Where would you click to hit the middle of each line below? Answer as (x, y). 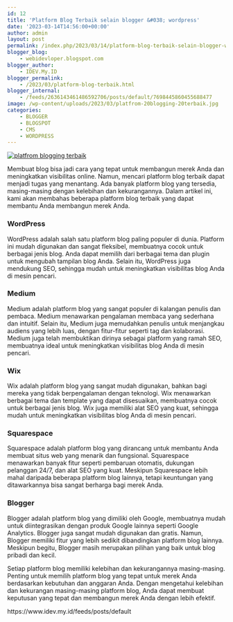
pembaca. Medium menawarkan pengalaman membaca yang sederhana (111, 316)
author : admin (28, 33)
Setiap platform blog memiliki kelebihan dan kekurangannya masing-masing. (116, 568)
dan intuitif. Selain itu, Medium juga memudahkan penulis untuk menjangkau (116, 323)
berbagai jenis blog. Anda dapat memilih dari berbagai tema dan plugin (109, 254)
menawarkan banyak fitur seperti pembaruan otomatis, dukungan (101, 463)
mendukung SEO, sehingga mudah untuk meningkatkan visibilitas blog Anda (116, 268)
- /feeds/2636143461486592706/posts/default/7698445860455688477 (116, 98)
